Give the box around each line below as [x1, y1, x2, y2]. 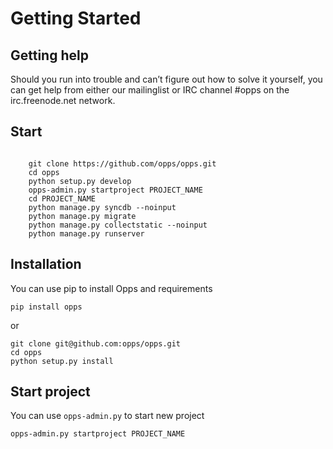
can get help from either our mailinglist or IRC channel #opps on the [10, 84, 290, 96]
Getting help [10, 47, 89, 64]
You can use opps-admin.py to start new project [10, 410, 205, 422]
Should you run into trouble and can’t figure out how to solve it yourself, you [10, 73, 323, 85]
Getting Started [10, 7, 142, 30]
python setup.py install [10, 356, 114, 366]
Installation [10, 256, 82, 273]
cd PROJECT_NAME [28, 193, 97, 204]
